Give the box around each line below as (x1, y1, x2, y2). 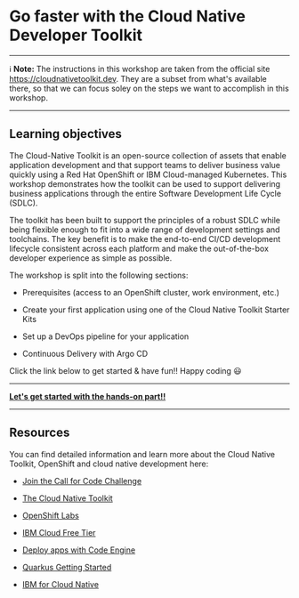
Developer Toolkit (9, 25, 142, 45)
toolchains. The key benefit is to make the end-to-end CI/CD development (9, 233, 281, 244)
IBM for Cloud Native (21, 578, 100, 589)
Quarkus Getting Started (21, 562, 112, 572)
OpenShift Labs (21, 510, 80, 521)
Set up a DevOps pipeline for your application (21, 331, 190, 342)
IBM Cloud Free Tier (21, 527, 96, 537)
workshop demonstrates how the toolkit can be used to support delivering (9, 178, 281, 189)
